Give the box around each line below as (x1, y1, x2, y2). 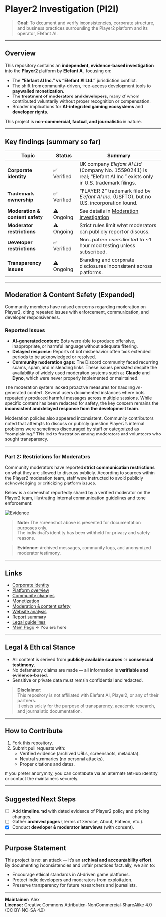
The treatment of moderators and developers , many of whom (12, 93, 140, 99)
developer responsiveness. (5, 314, 60, 320)
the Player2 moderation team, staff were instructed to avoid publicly (5, 475, 143, 481)
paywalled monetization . (12, 88, 64, 94)
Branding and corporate (79, 256, 135, 263)
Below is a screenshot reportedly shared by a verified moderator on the (5, 489, 151, 495)
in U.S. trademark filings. (79, 179, 137, 186)
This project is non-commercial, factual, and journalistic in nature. (5, 118, 142, 124)
